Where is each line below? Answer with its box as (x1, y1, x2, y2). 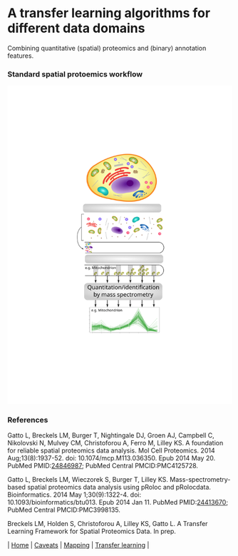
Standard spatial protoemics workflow (7, 69, 143, 79)
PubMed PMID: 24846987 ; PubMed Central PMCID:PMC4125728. (7, 462, 198, 470)
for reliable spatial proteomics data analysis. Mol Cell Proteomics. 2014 (7, 446, 215, 455)
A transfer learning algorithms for (7, 5, 211, 21)
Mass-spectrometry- (170, 475, 231, 484)
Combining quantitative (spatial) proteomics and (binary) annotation (7, 44, 207, 52)
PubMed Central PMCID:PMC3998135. (7, 505, 121, 515)
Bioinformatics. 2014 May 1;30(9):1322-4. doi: (7, 490, 141, 499)
